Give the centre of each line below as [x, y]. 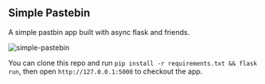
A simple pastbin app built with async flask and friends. [99, 32]
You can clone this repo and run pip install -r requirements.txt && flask [132, 63]
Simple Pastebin [49, 13]
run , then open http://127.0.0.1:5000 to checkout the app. [105, 71]
